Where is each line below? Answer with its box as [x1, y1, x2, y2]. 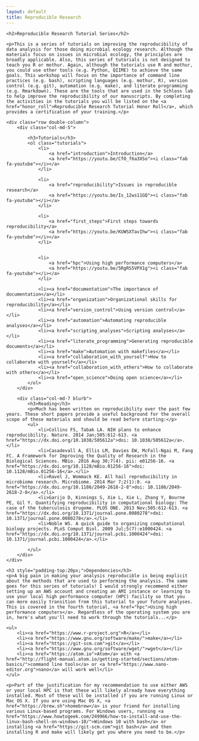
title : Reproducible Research [6, 14, 82, 20]
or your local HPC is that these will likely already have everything [6, 687, 185, 693]
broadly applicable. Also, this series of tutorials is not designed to [6, 57, 191, 63]
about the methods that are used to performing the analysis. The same [6, 578, 188, 584]
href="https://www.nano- [107, 661, 169, 667]
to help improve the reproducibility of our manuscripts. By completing [6, 93, 191, 99]
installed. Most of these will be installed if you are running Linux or [6, 692, 194, 699]
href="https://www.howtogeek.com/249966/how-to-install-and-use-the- [6, 713, 183, 720]
